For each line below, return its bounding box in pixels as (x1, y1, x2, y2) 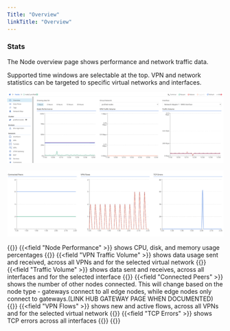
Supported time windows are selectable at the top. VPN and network (7, 71, 201, 79)
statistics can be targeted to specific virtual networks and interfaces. (7, 78, 202, 86)
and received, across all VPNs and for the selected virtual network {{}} (7, 258, 207, 266)
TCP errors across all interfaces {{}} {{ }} (7, 317, 121, 325)
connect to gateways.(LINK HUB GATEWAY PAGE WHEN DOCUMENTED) (7, 295, 214, 303)
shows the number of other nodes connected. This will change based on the (7, 279, 223, 288)
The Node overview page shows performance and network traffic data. (7, 57, 209, 65)
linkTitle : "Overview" (7, 18, 72, 25)
